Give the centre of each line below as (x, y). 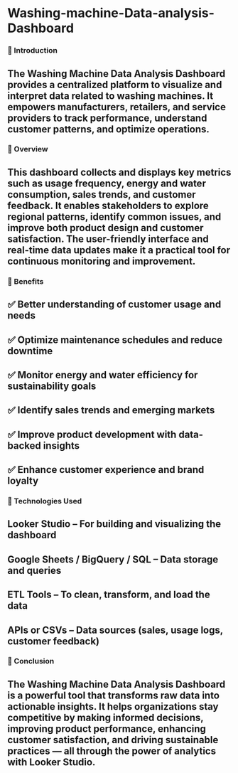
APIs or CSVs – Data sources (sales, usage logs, (115, 630)
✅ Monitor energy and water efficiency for (103, 375)
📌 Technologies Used (45, 501)
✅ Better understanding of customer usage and (114, 305)
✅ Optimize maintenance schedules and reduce (115, 340)
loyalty (23, 481)
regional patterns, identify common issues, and (114, 217)
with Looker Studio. (52, 762)
